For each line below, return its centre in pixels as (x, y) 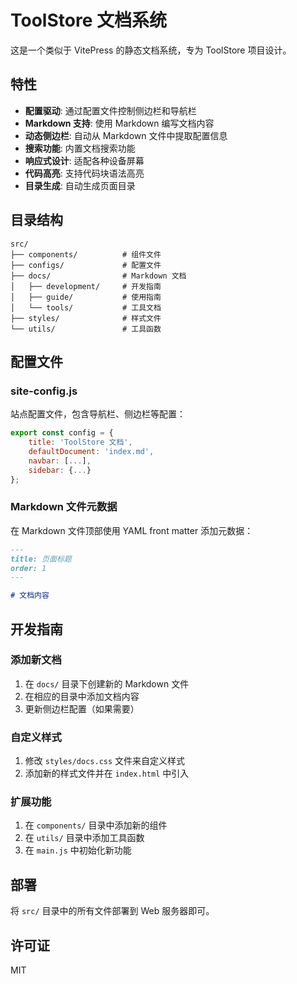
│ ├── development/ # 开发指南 (86, 286)
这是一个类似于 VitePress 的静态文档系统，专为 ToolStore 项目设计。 (151, 50)
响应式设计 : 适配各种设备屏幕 (84, 160)
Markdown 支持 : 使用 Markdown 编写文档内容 (119, 123)
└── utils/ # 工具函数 (86, 329)
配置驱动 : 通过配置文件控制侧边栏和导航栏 (110, 110)
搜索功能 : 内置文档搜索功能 (80, 148)
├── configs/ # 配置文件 (86, 265)
